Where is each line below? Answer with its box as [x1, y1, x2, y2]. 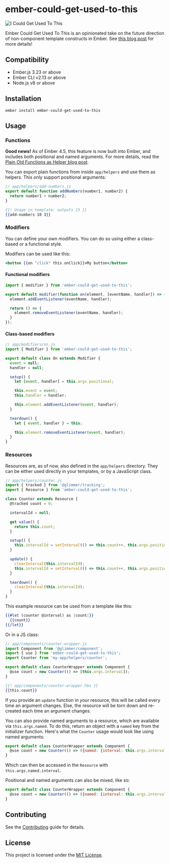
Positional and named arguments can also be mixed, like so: [5, 777, 130, 783]
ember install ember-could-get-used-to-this [5, 108, 101, 113]
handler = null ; [10, 365, 44, 370]
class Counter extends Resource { [5, 496, 78, 502]
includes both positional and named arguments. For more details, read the [5, 153, 159, 160]
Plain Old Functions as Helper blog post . [5, 159, 89, 165]
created [5, 708, 22, 714]
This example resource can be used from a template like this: [5, 603, 133, 609]
